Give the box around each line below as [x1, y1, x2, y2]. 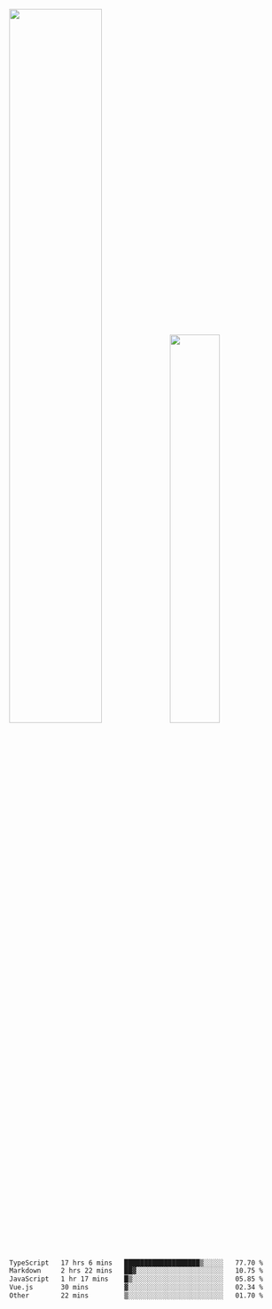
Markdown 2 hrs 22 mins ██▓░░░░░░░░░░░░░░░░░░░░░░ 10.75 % [9, 1266, 264, 1275]
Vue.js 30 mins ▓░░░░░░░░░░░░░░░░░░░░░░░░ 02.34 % [9, 1283, 264, 1292]
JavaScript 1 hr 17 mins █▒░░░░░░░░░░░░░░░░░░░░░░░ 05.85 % [9, 1274, 264, 1284]
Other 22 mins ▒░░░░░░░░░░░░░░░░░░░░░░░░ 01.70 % [9, 1291, 264, 1300]
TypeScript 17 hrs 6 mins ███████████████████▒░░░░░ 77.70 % [9, 1258, 264, 1267]
